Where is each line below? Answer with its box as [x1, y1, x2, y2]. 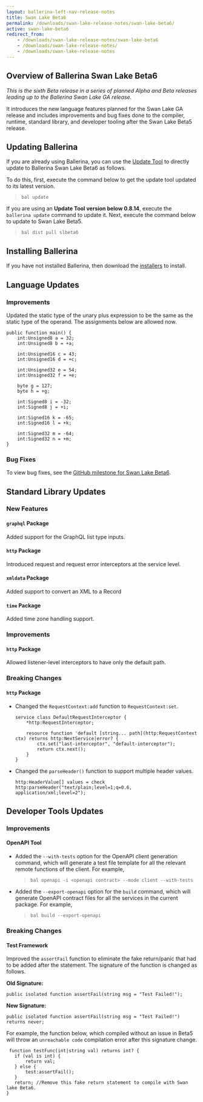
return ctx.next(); [37, 746, 86, 752]
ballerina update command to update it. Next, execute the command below [6, 212, 196, 219]
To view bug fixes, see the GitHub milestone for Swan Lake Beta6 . [6, 469, 171, 476]
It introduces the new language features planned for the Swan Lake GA [6, 105, 184, 112]
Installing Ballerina [6, 246, 78, 256]
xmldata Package [6, 574, 50, 582]
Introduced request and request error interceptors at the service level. [6, 560, 181, 567]
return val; [25, 1058, 56, 1064]
